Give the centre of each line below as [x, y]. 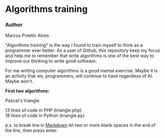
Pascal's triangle [22, 101]
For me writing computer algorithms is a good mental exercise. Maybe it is [81, 71]
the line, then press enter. [31, 131]
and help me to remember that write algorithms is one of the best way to [79, 56]
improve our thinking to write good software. [51, 61]
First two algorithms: [27, 91]
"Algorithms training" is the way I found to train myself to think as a [74, 45]
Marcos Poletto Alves [27, 35]
